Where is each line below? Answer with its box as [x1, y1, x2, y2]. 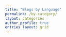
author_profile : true [5, 20, 49, 25]
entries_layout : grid [5, 25, 49, 30]
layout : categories [5, 16, 45, 21]
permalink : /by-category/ [5, 12, 57, 16]
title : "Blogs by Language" [5, 7, 62, 12]
